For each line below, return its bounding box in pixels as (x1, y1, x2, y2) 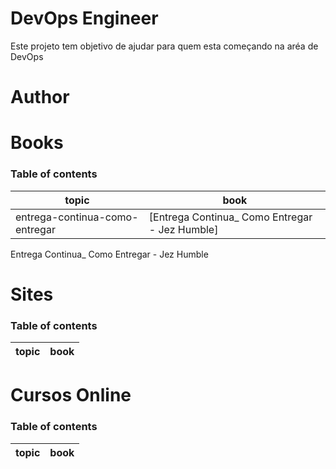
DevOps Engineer (10, 7, 159, 30)
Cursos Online (10, 384, 132, 407)
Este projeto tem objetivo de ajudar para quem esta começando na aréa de (10, 40, 319, 52)
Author (10, 86, 70, 109)
